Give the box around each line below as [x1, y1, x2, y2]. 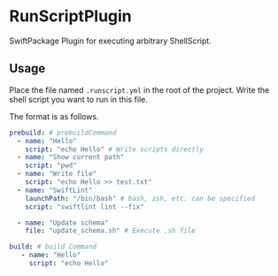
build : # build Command [9, 242, 97, 251]
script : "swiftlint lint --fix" [25, 202, 144, 211]
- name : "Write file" [17, 170, 97, 179]
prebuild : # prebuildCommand [9, 128, 117, 137]
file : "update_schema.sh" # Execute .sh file [25, 226, 197, 235]
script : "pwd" [25, 161, 77, 170]
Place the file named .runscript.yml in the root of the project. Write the [9, 84, 270, 95]
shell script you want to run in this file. [9, 94, 149, 104]
